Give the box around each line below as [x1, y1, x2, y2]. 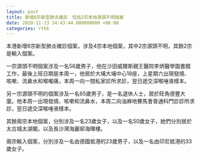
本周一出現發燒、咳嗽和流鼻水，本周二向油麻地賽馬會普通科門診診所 [22, 98, 190, 105]
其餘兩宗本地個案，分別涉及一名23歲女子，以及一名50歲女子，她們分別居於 [6, 117, 193, 125]
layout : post [6, 8, 39, 15]
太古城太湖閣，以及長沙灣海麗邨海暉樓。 [6, 125, 106, 132]
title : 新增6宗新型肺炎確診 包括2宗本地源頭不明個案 [6, 14, 124, 20]
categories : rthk [6, 25, 50, 32]
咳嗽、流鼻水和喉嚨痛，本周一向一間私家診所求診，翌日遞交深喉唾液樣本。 [6, 78, 190, 85]
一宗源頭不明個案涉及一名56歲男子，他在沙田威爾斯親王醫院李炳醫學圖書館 [6, 63, 191, 70]
